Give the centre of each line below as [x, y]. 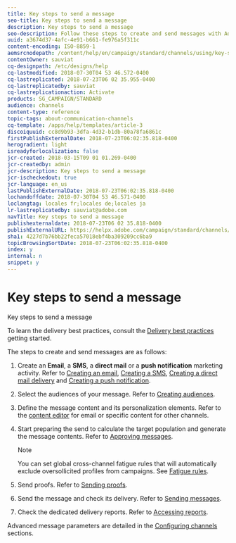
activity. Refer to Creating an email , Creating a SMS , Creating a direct [117, 373]
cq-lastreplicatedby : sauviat [52, 86]
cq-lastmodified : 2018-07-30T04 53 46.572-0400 [78, 73]
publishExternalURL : [38, 230]
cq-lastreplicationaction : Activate [61, 92]
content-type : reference [44, 112]
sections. [20, 533]
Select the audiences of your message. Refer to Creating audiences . [116, 394]
